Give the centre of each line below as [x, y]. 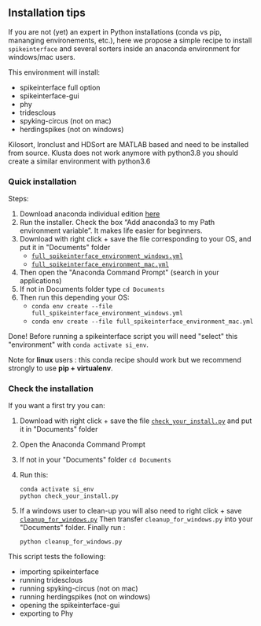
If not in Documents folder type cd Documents [92, 289]
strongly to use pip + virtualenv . [61, 368]
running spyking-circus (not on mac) [79, 588]
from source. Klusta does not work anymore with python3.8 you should [123, 153]
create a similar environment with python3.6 [79, 161]
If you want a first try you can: [57, 406]
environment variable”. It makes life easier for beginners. [111, 230]
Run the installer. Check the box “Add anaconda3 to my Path [117, 223]
